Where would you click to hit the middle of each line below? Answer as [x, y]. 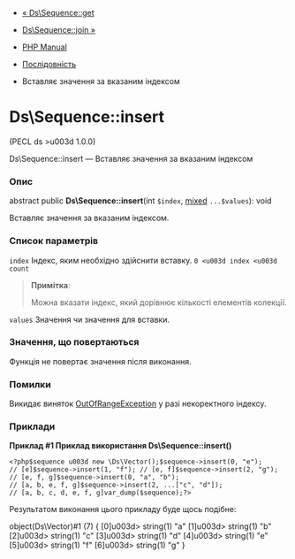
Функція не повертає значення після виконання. [100, 361]
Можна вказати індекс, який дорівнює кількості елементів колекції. [159, 302]
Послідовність [49, 64]
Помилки [30, 384]
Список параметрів [54, 241]
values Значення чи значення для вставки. [90, 319]
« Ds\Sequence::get [58, 13]
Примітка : [50, 285]
